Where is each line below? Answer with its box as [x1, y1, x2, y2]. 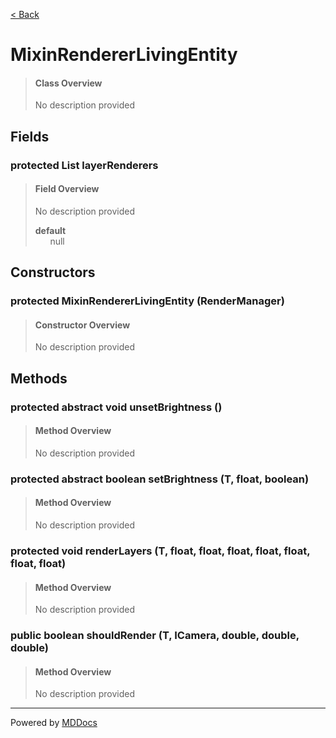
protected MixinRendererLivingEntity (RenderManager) [10, 294, 285, 308]
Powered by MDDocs [10, 717, 98, 729]
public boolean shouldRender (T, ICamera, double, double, [10, 629, 300, 643]
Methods [10, 370, 68, 387]
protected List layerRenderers [10, 158, 159, 172]
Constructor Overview [34, 319, 131, 331]
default [34, 224, 67, 236]
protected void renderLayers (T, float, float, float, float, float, [10, 544, 311, 558]
